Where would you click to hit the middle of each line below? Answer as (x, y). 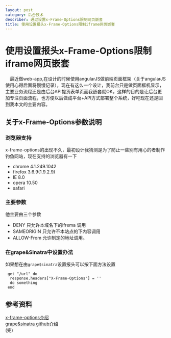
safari (19, 188)
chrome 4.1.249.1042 (34, 166)
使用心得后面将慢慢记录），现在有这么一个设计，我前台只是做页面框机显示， (85, 85)
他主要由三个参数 (23, 214)
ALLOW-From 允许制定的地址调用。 (50, 238)
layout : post (19, 10)
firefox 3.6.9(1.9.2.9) (34, 172)
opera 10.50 (25, 183)
